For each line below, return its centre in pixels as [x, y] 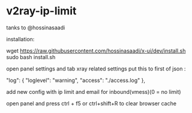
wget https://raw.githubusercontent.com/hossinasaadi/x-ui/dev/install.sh [96, 51]
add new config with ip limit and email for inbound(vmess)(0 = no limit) [94, 91]
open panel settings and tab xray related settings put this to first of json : [96, 68]
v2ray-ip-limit [41, 11]
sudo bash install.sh [31, 57]
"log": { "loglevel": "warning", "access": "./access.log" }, [76, 80]
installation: [20, 39]
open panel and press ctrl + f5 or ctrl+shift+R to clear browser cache [91, 103]
